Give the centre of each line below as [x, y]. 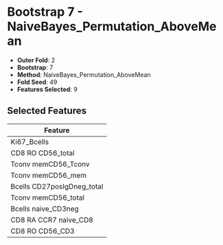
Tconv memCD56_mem [49, 175]
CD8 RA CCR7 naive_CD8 [52, 220]
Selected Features [47, 111]
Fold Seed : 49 [37, 82]
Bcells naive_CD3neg [45, 209]
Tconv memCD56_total [47, 198]
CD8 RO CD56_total [43, 153]
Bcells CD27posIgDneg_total [57, 186]
